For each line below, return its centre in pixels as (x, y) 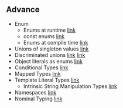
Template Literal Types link (47, 80)
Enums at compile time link (56, 42)
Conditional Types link (41, 67)
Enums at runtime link (49, 30)
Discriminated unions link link (50, 55)
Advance (23, 10)
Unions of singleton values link (52, 49)
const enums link (44, 36)
